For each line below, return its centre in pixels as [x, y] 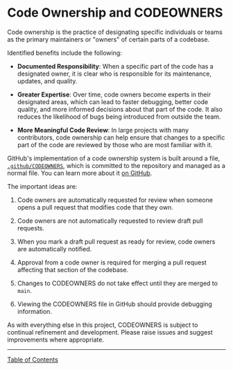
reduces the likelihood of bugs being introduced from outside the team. [119, 117]
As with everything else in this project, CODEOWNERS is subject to [103, 325]
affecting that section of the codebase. [73, 269]
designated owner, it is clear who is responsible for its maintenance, [114, 74]
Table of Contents [33, 360]
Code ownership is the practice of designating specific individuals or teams [115, 32]
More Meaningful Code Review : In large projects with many [103, 130]
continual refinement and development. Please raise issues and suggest [110, 332]
